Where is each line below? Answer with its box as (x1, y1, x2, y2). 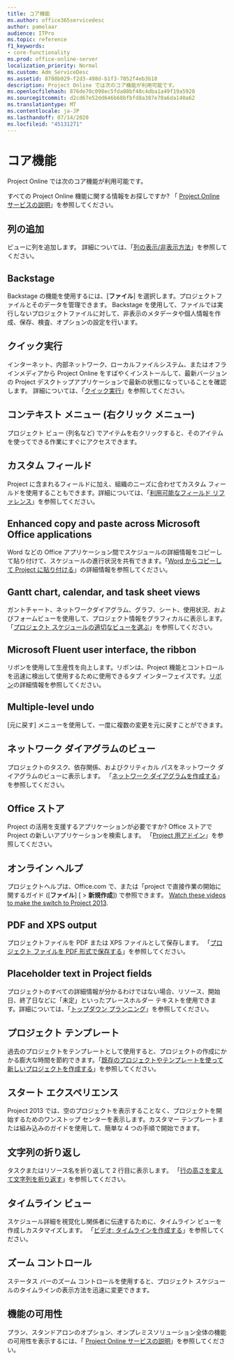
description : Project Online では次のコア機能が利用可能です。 (7, 82, 178, 89)
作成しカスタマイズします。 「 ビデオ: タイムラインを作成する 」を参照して (7, 1226, 219, 1234)
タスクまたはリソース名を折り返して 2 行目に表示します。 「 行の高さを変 (7, 1167, 217, 1175)
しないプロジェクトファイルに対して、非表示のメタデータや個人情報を (13, 309, 215, 318)
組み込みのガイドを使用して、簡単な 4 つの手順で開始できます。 (19, 1124, 204, 1132)
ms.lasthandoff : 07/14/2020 (7, 114, 89, 121)
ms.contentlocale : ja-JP (7, 108, 80, 114)
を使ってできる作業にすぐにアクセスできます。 (7, 437, 141, 445)
